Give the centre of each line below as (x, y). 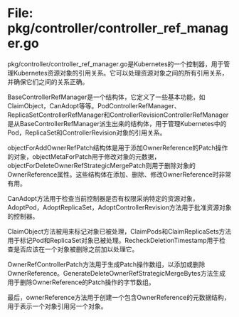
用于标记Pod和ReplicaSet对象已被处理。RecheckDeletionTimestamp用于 (113, 240)
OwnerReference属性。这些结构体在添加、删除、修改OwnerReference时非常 (119, 174)
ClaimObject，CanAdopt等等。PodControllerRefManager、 (94, 105)
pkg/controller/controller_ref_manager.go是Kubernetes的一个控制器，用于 (116, 64)
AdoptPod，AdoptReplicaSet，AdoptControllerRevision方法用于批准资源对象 (119, 207)
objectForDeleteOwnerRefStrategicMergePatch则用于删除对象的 (101, 165)
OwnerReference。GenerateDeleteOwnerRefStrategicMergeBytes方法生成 (117, 273)
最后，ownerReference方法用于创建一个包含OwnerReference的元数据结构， (119, 297)
